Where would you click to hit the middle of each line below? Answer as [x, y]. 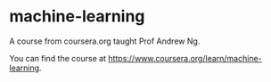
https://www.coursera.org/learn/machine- [185, 58]
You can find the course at [58, 58]
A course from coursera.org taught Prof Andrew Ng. [105, 41]
